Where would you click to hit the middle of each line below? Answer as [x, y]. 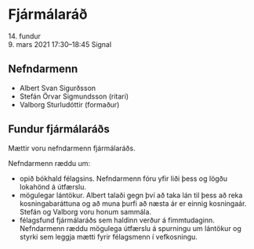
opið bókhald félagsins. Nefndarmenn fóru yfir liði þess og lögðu [123, 179]
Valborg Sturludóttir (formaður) [69, 104]
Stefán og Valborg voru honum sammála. [85, 211]
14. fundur [25, 36]
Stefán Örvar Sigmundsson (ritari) [74, 96]
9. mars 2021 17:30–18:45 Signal [60, 44]
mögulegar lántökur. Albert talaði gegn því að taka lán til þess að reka [131, 195]
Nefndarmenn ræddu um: [49, 163]
